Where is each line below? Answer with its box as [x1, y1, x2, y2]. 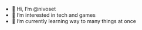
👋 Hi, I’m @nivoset [11, 6, 56, 12]
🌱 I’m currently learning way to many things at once [11, 18, 137, 24]
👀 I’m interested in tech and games [11, 12, 96, 18]
